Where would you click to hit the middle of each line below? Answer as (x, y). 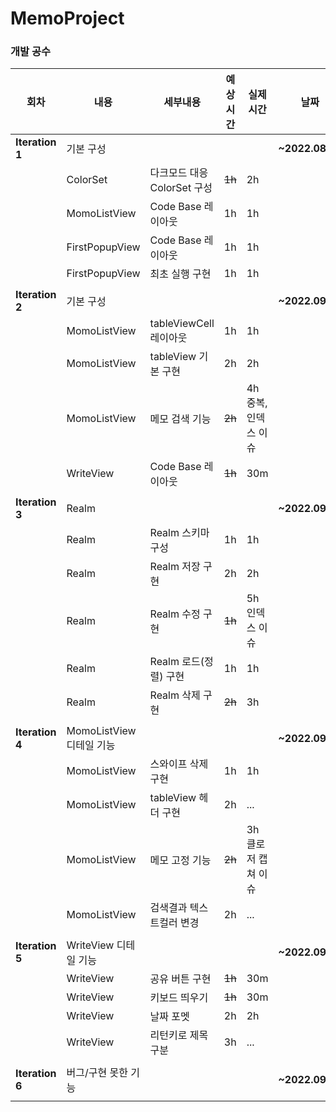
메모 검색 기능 (180, 419)
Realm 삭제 (175, 695)
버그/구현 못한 (97, 1073)
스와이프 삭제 (179, 764)
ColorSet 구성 (181, 188)
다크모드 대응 (179, 173)
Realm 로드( (177, 662)
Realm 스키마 (179, 533)
